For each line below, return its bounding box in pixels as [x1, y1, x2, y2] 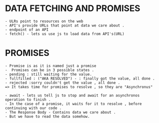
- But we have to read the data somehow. [5, 114, 90, 119]
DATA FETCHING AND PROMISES [5, 3, 141, 14]
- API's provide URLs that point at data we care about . [5, 23, 125, 28]
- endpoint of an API [5, 27, 49, 32]
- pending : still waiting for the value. [5, 72, 92, 77]
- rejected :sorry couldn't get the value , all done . [5, 80, 120, 85]
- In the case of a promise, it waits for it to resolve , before [5, 101, 142, 106]
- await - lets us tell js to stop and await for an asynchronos [5, 93, 140, 98]
